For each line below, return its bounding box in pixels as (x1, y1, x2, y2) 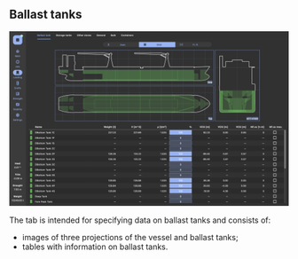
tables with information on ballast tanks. (21, 241, 169, 252)
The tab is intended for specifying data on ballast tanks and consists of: (9, 215, 271, 225)
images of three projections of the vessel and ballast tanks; (21, 232, 239, 242)
